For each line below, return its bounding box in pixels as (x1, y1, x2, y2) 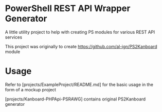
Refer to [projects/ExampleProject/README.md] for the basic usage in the (5, 82, 153, 87)
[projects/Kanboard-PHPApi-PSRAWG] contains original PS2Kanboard (5, 96, 146, 102)
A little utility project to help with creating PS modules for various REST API (5, 29, 155, 35)
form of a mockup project (5, 86, 56, 92)
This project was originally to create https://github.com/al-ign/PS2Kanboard (5, 43, 157, 49)
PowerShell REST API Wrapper (5, 3, 130, 14)
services (5, 34, 22, 40)
